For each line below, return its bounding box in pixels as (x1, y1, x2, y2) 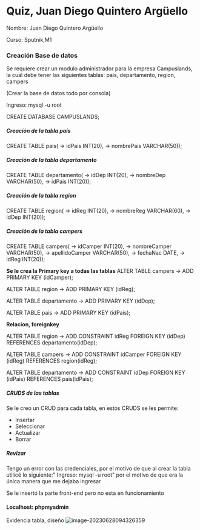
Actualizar (15, 429, 41, 437)
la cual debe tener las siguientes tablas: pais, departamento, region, (6, 72, 176, 79)
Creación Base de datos (6, 51, 78, 59)
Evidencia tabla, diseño (6, 517, 65, 524)
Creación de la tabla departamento (6, 156, 97, 163)
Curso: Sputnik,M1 (6, 36, 52, 43)
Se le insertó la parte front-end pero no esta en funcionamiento (6, 489, 165, 497)
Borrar (15, 435, 32, 443)
